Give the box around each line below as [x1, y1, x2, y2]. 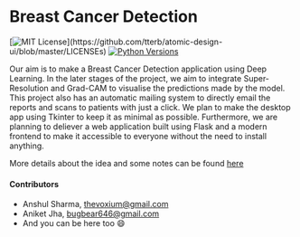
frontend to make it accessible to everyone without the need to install [9, 130, 267, 141]
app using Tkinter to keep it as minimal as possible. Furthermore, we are [9, 111, 278, 122]
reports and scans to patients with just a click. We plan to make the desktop [9, 101, 291, 112]
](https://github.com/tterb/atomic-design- [66, 36, 223, 47]
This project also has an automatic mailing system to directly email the [9, 92, 271, 103]
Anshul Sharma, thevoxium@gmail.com [22, 199, 169, 210]
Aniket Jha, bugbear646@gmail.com [22, 208, 160, 219]
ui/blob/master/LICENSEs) [9, 45, 107, 56]
